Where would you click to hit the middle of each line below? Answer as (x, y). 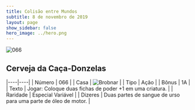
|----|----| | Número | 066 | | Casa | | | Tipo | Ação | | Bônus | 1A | (98, 82)
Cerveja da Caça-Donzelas (56, 68)
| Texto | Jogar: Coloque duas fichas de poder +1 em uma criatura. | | (90, 88)
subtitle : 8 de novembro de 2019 (47, 17)
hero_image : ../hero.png (36, 33)
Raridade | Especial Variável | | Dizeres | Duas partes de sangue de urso (93, 95)
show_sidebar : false (31, 28)
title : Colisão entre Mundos (42, 11)
